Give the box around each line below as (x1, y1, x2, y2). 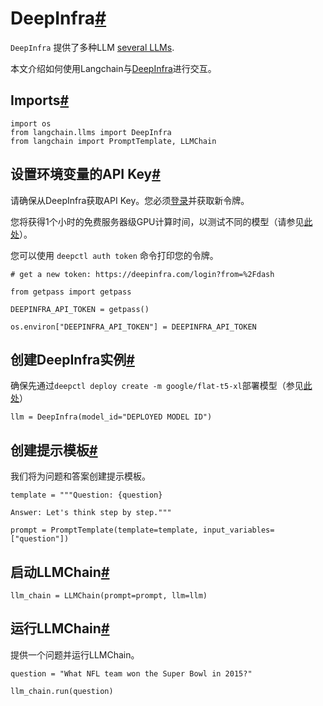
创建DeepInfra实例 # (10, 351, 135, 368)
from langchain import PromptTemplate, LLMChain (10, 136, 217, 146)
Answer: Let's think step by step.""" (10, 508, 172, 518)
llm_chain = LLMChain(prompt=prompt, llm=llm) (10, 591, 208, 601)
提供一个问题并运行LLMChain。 (10, 648, 140, 661)
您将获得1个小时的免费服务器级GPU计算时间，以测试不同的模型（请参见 (10, 215, 305, 227)
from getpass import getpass (10, 287, 132, 297)
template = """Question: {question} (10, 490, 163, 501)
